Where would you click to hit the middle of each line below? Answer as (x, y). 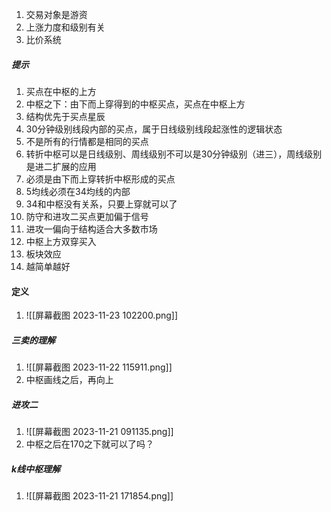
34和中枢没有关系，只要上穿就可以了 (101, 204)
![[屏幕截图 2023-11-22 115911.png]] (99, 367)
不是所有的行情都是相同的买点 (87, 141)
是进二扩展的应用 (61, 166)
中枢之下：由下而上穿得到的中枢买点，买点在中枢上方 (135, 104)
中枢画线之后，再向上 (69, 380)
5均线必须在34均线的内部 (78, 191)
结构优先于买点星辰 (65, 116)
